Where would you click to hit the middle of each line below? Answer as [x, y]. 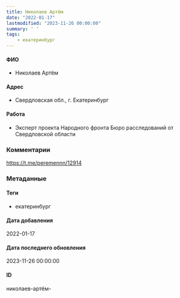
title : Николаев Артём [35, 12]
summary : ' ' [23, 29]
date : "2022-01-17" [31, 18]
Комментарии [28, 150]
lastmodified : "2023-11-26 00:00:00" [54, 23]
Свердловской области [45, 134]
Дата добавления [30, 220]
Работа [16, 114]
